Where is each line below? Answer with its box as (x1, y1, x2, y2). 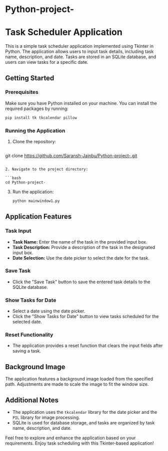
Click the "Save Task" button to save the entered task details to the (12, 279, 151, 285)
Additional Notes (5, 396, 59, 404)
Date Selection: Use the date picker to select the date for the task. (12, 255, 150, 261)
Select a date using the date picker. (12, 308, 85, 314)
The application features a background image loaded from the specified (5, 376, 153, 382)
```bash (5, 175, 21, 180)
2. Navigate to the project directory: (5, 167, 88, 172)
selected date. (12, 319, 42, 325)
